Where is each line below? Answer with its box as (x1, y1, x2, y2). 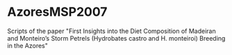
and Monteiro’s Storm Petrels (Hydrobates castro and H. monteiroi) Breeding (7, 34, 226, 42)
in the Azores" (7, 41, 49, 49)
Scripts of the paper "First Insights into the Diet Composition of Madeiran (7, 27, 217, 35)
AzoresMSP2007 (7, 4, 108, 20)
